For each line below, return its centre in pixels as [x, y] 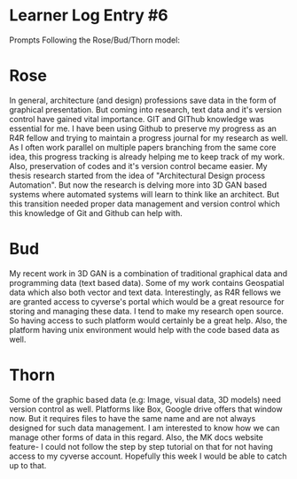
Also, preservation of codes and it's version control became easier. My [138, 166]
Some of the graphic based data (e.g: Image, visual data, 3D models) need [145, 399]
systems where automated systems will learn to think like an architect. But [144, 194]
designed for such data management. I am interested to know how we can [145, 428]
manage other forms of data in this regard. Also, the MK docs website [136, 437]
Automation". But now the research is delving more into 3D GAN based [138, 185]
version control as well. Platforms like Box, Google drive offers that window [146, 409]
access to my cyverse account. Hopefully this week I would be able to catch [148, 456]
